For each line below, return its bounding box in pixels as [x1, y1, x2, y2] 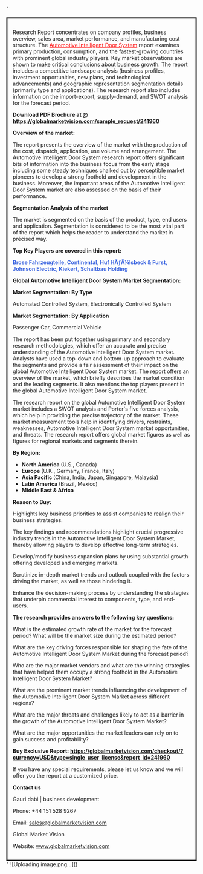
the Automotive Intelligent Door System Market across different [13, 693, 170, 700]
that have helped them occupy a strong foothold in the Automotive [13, 669, 178, 675]
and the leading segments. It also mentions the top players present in [13, 381, 185, 388]
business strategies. [13, 517, 63, 523]
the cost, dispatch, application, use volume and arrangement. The [13, 148, 176, 154]
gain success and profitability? [13, 736, 89, 743]
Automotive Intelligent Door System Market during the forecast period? [13, 651, 189, 657]
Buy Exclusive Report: [13, 747, 69, 755]
